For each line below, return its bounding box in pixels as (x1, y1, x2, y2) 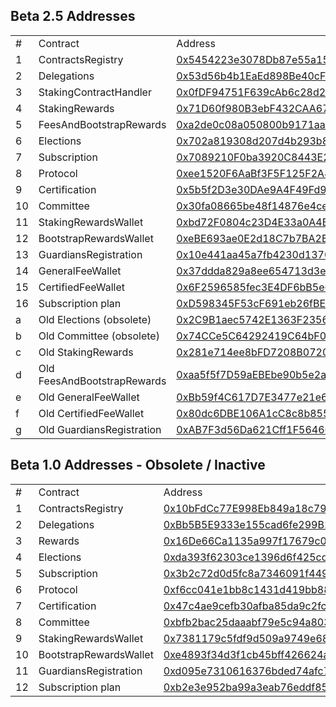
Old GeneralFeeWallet (38, 390, 140, 404)
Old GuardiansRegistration (38, 422, 162, 436)
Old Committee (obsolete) (38, 329, 160, 343)
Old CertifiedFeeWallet (38, 406, 145, 420)
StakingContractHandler (38, 85, 152, 99)
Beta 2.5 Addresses (10, 8, 136, 25)
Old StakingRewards (38, 345, 134, 359)
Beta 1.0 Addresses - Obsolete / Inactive (10, 457, 266, 474)
